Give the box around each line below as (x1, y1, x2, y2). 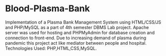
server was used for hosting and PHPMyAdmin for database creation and (5, 29, 155, 35)
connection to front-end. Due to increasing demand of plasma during (5, 35, 147, 41)
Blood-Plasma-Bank (5, 3, 90, 14)
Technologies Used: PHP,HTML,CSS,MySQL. (5, 45, 97, 51)
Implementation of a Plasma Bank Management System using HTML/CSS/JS (5, 19, 162, 25)
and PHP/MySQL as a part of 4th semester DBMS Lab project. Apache (5, 24, 149, 30)
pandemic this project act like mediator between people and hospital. (5, 40, 147, 46)
